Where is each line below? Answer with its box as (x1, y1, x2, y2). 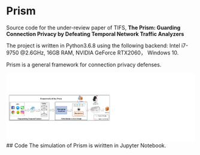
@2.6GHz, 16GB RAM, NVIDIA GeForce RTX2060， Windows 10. (20, 49, 179, 56)
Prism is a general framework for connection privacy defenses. (6, 61, 162, 68)
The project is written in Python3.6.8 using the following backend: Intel (6, 42, 181, 49)
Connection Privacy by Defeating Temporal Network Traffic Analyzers (6, 30, 184, 37)
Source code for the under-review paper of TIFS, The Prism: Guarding (6, 24, 181, 31)
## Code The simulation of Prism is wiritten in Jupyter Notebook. (6, 142, 166, 149)
